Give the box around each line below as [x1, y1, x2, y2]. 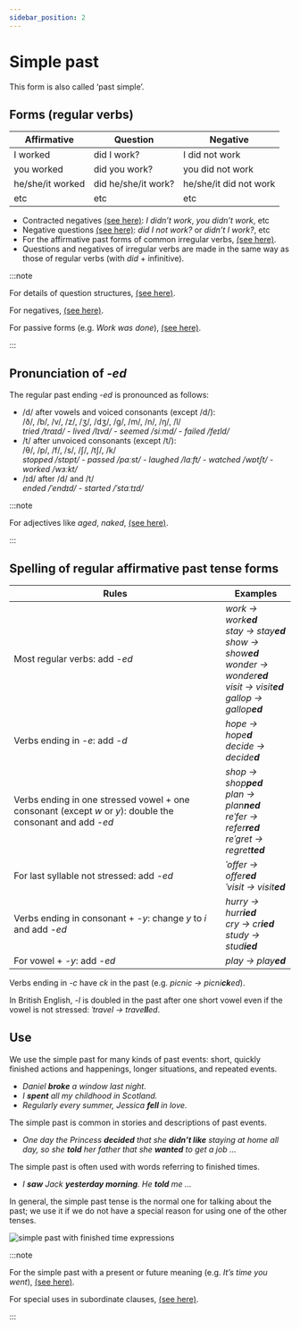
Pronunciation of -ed [9, 366, 127, 381]
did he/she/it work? [93, 178, 175, 190]
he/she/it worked [13, 178, 86, 190]
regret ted [225, 844, 265, 856]
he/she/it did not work [182, 178, 276, 190]
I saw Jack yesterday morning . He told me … [21, 1178, 192, 1189]
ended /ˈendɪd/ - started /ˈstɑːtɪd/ [21, 483, 145, 494]
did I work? [93, 148, 140, 161]
